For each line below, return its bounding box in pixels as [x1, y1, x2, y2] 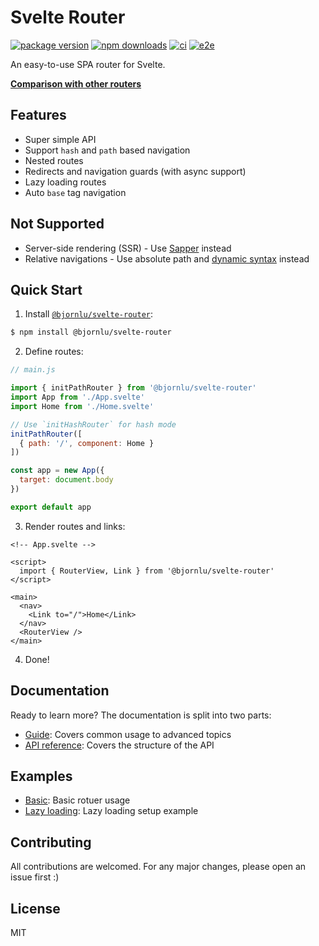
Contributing [10, 834, 92, 851]
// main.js [10, 365, 56, 375]
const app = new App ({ [10, 466, 105, 476]
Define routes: [24, 346, 84, 358]
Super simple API [24, 133, 97, 145]
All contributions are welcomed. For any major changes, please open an [10, 861, 307, 873]
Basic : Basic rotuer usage [24, 794, 131, 806]
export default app [10, 502, 92, 512]
